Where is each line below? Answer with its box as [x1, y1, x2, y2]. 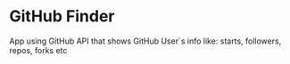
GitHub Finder [9, 6, 115, 27]
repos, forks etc [9, 44, 68, 55]
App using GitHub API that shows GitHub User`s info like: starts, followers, [9, 36, 282, 46]
